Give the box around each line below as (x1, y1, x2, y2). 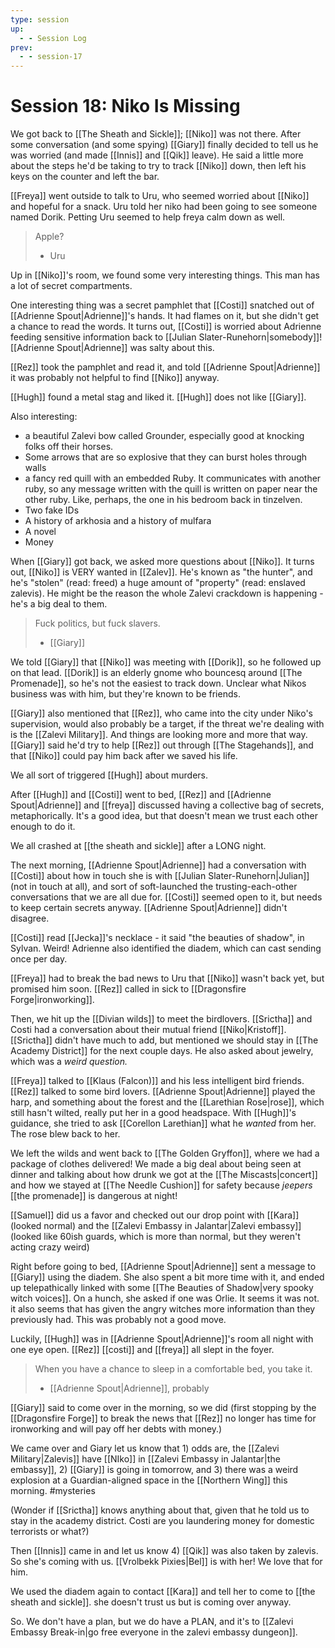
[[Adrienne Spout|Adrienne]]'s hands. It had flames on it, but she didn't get (10, 310, 320, 322)
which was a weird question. (10, 1056, 128, 1068)
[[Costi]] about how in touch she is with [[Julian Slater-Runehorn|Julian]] (10, 870, 310, 882)
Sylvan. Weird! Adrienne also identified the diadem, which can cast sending (10, 942, 322, 955)
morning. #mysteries (10, 1485, 96, 1497)
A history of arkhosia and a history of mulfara (24, 515, 212, 527)
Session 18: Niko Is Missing (10, 95, 241, 118)
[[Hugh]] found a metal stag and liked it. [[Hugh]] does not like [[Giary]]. (10, 391, 307, 403)
